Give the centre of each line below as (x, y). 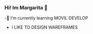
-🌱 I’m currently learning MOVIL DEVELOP (46, 18)
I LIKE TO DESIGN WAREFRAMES (45, 27)
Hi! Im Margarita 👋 (26, 8)
